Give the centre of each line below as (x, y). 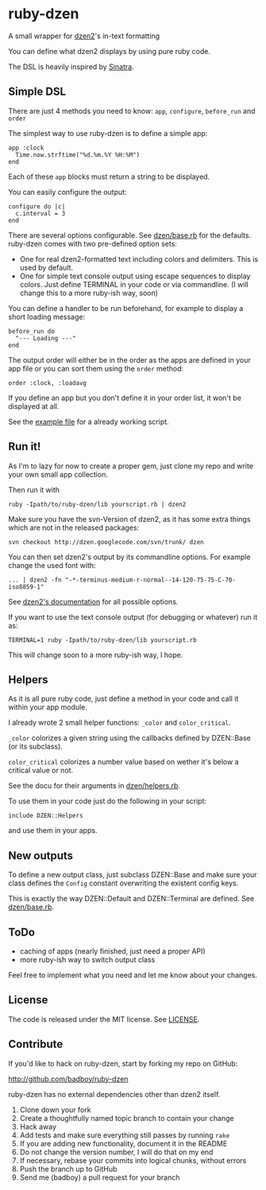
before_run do (32, 331)
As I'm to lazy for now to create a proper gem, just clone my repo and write (131, 465)
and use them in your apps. (53, 830)
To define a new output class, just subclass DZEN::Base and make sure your (133, 875)
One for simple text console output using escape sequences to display (135, 276)
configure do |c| (37, 206)
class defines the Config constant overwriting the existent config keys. (123, 883)
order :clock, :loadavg (48, 383)
